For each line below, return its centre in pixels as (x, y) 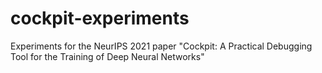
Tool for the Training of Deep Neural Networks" (107, 56)
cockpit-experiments (100, 18)
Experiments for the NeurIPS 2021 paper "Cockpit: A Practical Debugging (161, 46)
